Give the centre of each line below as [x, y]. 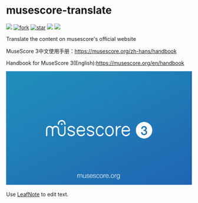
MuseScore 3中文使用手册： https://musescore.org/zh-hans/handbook [91, 51]
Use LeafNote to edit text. [37, 194]
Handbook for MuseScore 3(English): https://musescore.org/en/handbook [95, 63]
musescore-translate [59, 10]
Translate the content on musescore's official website [71, 38]
